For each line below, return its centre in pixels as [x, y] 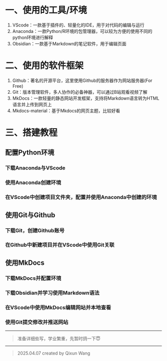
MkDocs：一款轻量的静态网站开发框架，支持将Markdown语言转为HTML [86, 98]
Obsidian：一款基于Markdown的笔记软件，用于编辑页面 [69, 43]
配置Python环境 [30, 153]
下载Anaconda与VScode [35, 168]
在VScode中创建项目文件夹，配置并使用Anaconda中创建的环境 [81, 197]
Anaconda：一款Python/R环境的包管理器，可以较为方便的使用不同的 [82, 31]
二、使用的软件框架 [44, 66]
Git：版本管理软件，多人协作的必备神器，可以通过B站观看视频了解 [80, 92]
